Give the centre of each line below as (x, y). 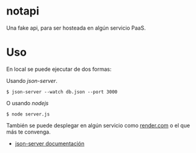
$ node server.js (28, 114)
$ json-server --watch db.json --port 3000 (62, 92)
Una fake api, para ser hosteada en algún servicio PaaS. (76, 28)
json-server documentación (50, 143)
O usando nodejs (28, 103)
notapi (23, 11)
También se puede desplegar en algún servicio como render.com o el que (98, 125)
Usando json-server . (32, 80)
